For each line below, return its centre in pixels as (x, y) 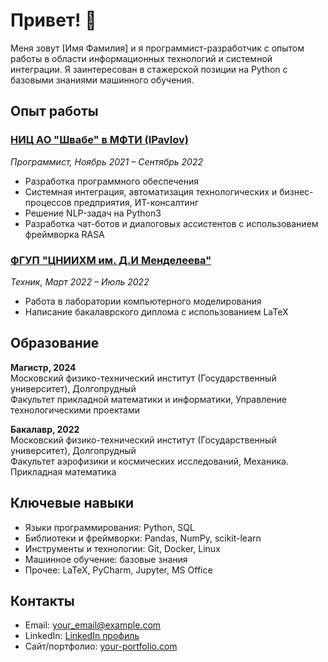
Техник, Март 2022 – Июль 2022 (80, 281)
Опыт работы (54, 111)
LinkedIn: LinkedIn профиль (82, 636)
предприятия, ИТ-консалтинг (136, 202)
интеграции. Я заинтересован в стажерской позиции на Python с (149, 69)
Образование (55, 343)
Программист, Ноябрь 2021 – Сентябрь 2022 (107, 161)
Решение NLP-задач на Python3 (93, 213)
